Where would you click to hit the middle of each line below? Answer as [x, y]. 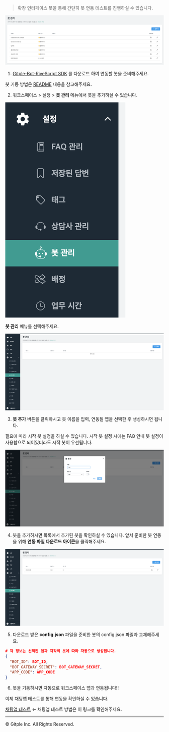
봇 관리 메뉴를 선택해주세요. [32, 326]
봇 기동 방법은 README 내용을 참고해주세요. [49, 84]
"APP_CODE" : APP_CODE [32, 672]
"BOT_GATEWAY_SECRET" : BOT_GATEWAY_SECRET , [56, 667]
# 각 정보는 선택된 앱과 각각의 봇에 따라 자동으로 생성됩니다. [61, 651]
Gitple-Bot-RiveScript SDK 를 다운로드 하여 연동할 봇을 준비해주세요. [81, 73]
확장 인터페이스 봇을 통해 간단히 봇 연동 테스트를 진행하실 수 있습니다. [85, 8]
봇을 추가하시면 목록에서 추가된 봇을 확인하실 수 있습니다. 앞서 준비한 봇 [82, 535]
